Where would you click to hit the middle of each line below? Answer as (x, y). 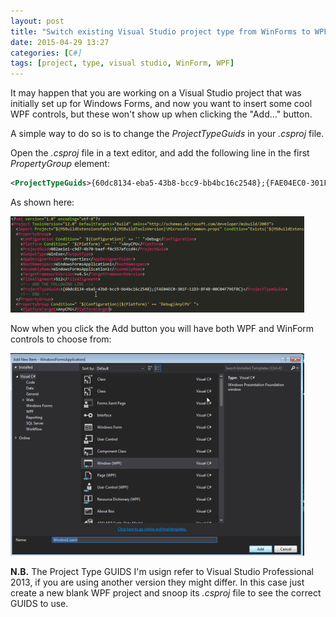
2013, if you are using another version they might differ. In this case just (157, 582)
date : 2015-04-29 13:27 (60, 42)
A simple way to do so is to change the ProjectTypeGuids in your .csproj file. (167, 134)
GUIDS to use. (39, 603)
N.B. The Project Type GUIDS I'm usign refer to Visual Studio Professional (162, 571)
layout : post (37, 21)
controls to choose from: (61, 339)
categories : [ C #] (46, 53)
